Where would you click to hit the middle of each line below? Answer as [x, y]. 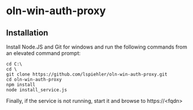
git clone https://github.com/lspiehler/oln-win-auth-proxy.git [87, 75]
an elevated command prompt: [43, 53]
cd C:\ [14, 64]
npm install [21, 85]
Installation [27, 33]
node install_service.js [37, 90]
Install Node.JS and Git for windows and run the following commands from [97, 47]
